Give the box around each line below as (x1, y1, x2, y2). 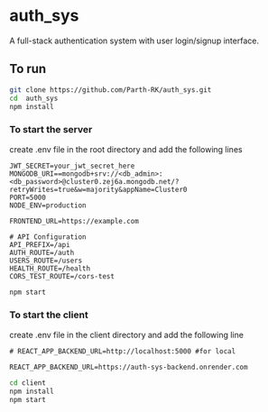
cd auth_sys (9, 94, 59, 103)
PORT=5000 (9, 193, 47, 202)
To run (9, 61, 47, 77)
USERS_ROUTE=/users (9, 256, 83, 265)
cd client (9, 378, 47, 388)
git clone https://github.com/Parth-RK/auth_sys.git (9, 85, 212, 95)
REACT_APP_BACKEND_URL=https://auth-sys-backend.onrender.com (9, 362, 248, 371)
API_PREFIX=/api (9, 240, 70, 249)
